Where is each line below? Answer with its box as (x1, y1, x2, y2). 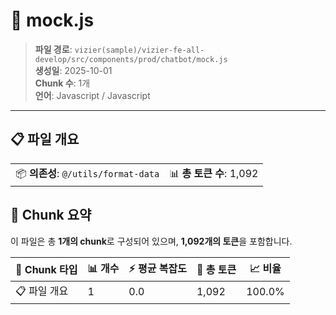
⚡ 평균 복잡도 (128, 261, 187, 275)
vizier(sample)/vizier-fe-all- (74, 45, 205, 55)
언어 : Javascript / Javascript (34, 89, 151, 101)
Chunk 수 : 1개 (34, 77, 91, 89)
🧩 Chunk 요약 (10, 207, 92, 224)
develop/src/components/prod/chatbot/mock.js (34, 54, 228, 64)
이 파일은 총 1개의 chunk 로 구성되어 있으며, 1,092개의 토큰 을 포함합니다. (10, 235, 293, 247)
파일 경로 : (34, 43, 73, 55)
